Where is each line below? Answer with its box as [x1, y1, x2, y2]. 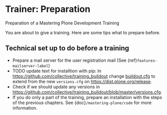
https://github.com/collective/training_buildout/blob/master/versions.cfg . [12, 89, 163, 95]
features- [137, 58, 158, 63]
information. [12, 105, 37, 111]
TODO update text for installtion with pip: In [12, 68, 102, 74]
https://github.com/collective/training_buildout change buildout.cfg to [12, 73, 156, 79]
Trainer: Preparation [5, 3, 91, 15]
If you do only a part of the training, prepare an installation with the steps [12, 94, 163, 100]
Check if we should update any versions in [12, 84, 100, 90]
